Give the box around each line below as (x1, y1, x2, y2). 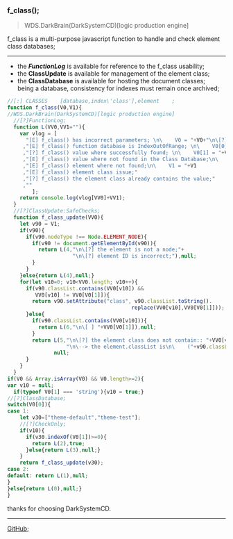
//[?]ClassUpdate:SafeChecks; (13, 208, 101, 215)
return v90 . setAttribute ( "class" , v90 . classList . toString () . (32, 298, 213, 305)
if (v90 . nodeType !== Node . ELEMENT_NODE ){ (25, 233, 148, 240)
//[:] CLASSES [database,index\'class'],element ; (7, 98, 175, 105)
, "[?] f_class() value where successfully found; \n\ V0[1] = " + (22, 149, 225, 156)
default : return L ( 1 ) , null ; (7, 472, 89, 479)
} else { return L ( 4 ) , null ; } (19, 272, 95, 279)
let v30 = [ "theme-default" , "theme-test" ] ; (19, 414, 141, 422)
